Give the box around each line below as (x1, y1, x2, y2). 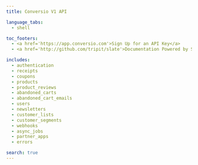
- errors (11, 139, 33, 145)
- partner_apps (11, 134, 49, 140)
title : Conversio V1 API (6, 8, 67, 15)
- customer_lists (11, 111, 54, 118)
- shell (11, 25, 31, 31)
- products (11, 79, 38, 85)
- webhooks (11, 123, 38, 128)
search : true (6, 150, 38, 156)
